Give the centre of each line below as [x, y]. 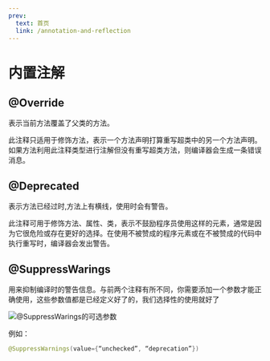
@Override [37, 102]
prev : [17, 16]
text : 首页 [33, 23]
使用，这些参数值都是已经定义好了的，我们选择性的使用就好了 [117, 299]
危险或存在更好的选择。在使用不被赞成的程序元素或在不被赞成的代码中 [145, 233]
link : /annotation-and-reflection [73, 30]
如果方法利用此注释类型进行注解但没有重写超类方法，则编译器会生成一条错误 [135, 150]
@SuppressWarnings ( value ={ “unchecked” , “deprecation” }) [104, 349]
